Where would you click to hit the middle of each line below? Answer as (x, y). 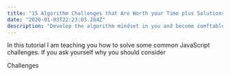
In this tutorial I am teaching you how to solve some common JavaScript (108, 45)
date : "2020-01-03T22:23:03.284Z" (56, 20)
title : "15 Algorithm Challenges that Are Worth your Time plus (101, 13)
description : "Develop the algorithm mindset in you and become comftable (116, 26)
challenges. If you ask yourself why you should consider (87, 52)
